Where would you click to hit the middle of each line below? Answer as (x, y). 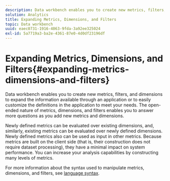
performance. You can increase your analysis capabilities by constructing (82, 152)
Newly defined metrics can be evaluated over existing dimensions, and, (80, 125)
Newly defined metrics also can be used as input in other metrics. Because (83, 136)
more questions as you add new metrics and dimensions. (65, 116)
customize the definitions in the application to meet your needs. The (76, 105)
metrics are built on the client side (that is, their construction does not (78, 141)
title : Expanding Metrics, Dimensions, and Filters (61, 19)
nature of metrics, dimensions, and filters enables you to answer (87, 110)
